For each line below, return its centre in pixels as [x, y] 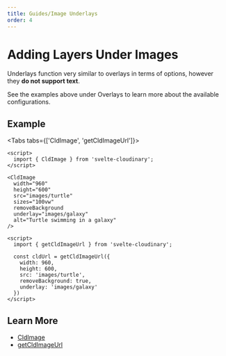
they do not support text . [43, 81]
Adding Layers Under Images [93, 55]
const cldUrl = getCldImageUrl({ [62, 257]
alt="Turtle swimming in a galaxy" [65, 220]
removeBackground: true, [56, 281]
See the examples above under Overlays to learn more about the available [113, 95]
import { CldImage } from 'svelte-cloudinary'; [84, 160]
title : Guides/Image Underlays [53, 14]
